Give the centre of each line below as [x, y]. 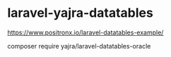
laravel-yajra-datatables [80, 13]
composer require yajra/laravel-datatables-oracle [79, 46]
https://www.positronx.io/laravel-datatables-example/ [85, 32]
